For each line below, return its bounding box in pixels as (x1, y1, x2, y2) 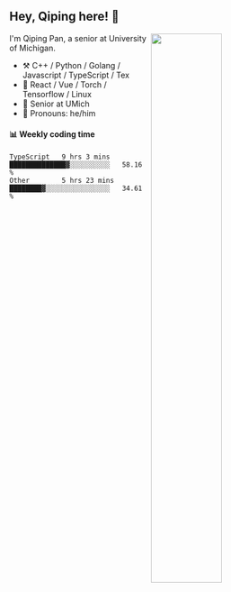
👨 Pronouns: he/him (22, 107, 96, 118)
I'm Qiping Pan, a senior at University (9, 32, 147, 43)
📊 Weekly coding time (9, 129, 96, 140)
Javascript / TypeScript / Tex (22, 69, 130, 80)
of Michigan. (9, 42, 56, 53)
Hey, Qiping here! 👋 (9, 9, 120, 24)
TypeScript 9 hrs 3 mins (9, 152, 111, 162)
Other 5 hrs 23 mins (9, 177, 115, 186)
